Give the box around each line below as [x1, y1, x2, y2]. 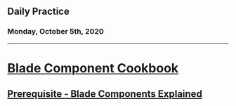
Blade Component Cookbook [7, 60, 179, 76]
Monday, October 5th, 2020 [7, 27, 104, 37]
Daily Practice [7, 6, 70, 18]
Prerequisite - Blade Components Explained [7, 88, 202, 100]
